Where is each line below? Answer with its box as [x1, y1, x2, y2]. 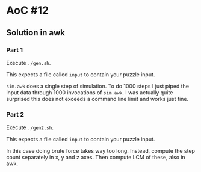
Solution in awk [6, 28, 65, 38]
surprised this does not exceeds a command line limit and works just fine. [6, 95, 189, 102]
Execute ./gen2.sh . [6, 124, 54, 131]
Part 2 [6, 110, 25, 118]
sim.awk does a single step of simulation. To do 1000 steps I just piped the [6, 82, 190, 90]
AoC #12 [6, 4, 49, 17]
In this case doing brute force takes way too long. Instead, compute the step [6, 147, 196, 155]
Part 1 [6, 46, 23, 54]
